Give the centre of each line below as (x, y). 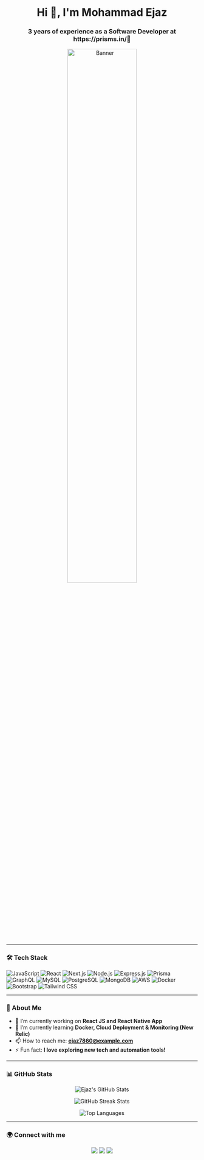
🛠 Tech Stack (27, 958)
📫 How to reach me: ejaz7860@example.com (74, 1041)
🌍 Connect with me (36, 1135)
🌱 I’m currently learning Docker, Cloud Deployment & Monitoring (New (104, 1027)
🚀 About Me (24, 1008)
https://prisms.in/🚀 (102, 39)
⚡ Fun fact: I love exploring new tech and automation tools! (90, 1050)
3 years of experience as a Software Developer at (102, 32)
